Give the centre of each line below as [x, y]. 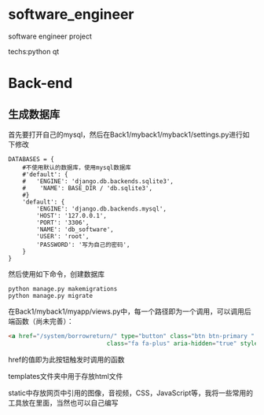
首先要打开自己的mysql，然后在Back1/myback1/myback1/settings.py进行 [126, 134]
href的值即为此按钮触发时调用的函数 [66, 359]
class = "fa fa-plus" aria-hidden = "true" [172, 343]
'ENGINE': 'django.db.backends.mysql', [102, 209]
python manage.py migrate [50, 296]
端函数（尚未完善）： [41, 321]
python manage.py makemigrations [63, 288]
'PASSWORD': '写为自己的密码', [83, 244]
